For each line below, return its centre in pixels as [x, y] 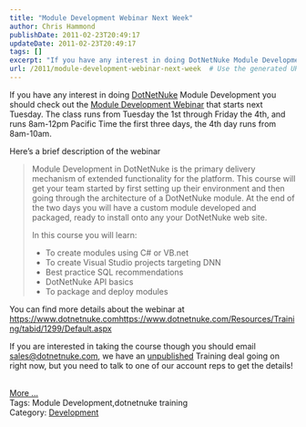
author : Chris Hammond [52, 26]
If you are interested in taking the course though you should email [133, 346]
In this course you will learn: [84, 234]
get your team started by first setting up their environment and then [158, 188]
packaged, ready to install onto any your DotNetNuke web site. [149, 217]
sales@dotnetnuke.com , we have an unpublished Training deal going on [145, 356]
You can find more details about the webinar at [97, 309]
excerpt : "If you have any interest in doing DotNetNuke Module [134, 60]
